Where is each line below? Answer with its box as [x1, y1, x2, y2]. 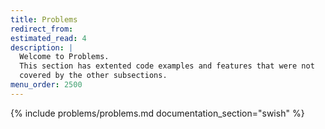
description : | [10, 42, 74, 53]
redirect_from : [10, 24, 74, 34]
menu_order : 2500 [10, 80, 83, 90]
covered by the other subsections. [19, 71, 168, 81]
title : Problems [10, 14, 78, 25]
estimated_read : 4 [10, 33, 87, 43]
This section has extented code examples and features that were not [19, 61, 315, 71]
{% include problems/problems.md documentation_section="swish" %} [10, 107, 305, 119]
